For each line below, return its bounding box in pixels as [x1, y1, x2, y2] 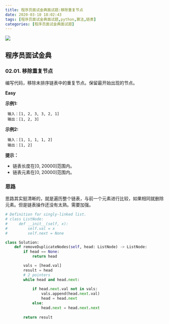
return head [32, 254, 57, 259]
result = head [23, 267, 53, 273]
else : [32, 301, 44, 306]
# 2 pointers [23, 272, 51, 277]
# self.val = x [5, 226, 55, 231]
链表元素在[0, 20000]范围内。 [12, 169, 75, 175]
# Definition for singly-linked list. [5, 212, 87, 217]
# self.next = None [5, 230, 64, 236]
